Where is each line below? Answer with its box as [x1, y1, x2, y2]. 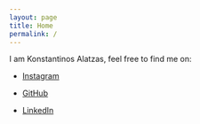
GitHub [21, 88, 49, 98]
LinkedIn [21, 105, 54, 116]
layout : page [9, 12, 58, 22]
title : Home [9, 21, 53, 30]
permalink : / [9, 29, 58, 38]
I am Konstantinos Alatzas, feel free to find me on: [9, 54, 192, 65]
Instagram [21, 71, 60, 81]
